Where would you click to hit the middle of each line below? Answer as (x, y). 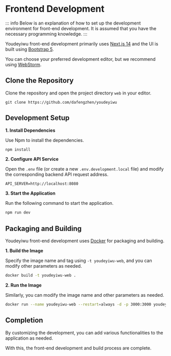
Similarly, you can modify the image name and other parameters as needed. (85, 295)
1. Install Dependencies (30, 130)
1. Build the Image (24, 251)
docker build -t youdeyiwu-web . (41, 276)
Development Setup (37, 118)
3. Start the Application (31, 193)
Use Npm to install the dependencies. (45, 140)
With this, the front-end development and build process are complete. (78, 348)
